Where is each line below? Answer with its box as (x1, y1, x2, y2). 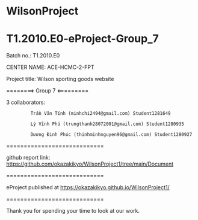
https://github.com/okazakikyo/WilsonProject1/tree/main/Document (6, 160, 174, 167)
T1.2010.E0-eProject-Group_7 (6, 32, 159, 46)
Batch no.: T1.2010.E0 (6, 52, 60, 59)
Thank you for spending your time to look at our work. (6, 207, 140, 215)
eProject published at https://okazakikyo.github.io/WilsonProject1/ (6, 184, 170, 191)
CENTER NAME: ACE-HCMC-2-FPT (6, 63, 94, 71)
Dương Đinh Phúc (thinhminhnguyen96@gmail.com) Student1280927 (30, 132, 193, 138)
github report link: (6, 154, 51, 161)
